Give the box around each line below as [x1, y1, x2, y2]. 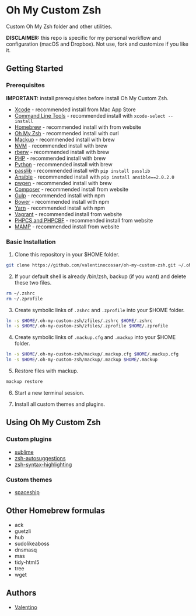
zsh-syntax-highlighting [14, 461, 72, 468]
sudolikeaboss [14, 540, 50, 547]
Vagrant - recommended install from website [14, 210, 123, 217]
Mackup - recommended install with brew [14, 136, 115, 143]
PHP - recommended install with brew [14, 155, 106, 162]
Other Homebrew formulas [6, 506, 105, 516]
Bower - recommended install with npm [14, 198, 110, 205]
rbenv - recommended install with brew [14, 148, 110, 155]
